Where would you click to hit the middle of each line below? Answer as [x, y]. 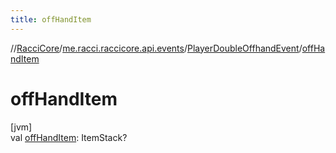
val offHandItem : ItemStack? [69, 137]
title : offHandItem [51, 19]
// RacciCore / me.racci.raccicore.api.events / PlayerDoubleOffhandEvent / [156, 48]
